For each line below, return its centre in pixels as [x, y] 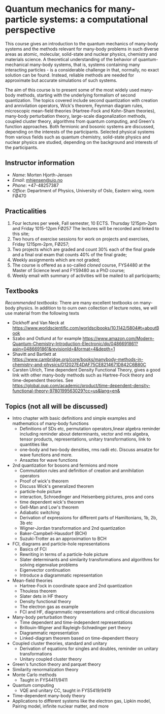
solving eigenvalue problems [49, 565]
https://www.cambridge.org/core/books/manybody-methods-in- [78, 359]
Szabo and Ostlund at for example [47, 339]
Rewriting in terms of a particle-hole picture [64, 554]
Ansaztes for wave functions [49, 460]
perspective [30, 30]
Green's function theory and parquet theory [56, 664]
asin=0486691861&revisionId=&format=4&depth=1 [64, 349]
